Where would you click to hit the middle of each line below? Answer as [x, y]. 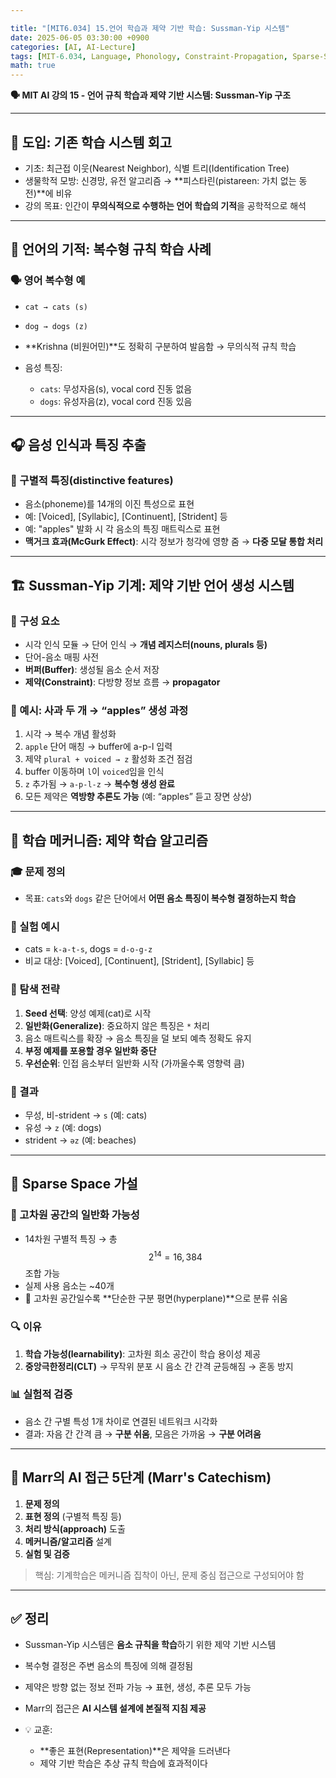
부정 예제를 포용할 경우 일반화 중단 [90, 1050]
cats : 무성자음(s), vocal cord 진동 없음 [116, 388]
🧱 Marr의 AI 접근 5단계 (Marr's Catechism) [141, 1477]
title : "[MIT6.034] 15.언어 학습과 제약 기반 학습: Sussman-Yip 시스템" [150, 28]
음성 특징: [43, 367]
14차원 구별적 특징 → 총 [71, 1238]
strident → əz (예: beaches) [80, 1140]
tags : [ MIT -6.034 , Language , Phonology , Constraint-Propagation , [149, 56]
